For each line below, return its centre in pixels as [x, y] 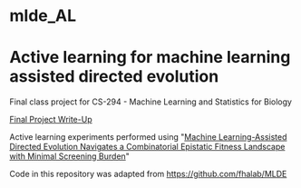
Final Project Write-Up [51, 120]
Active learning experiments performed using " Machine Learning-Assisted [148, 137]
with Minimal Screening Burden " [69, 156]
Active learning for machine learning [150, 58]
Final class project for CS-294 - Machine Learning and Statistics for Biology [151, 102]
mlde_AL [43, 16]
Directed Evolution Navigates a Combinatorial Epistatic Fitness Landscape [147, 147]
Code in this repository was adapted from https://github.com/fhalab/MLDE [148, 174]
